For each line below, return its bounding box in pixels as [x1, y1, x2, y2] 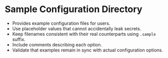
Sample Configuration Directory [5, 4, 143, 15]
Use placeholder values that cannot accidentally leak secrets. [12, 25, 142, 31]
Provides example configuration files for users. [12, 20, 110, 26]
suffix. [12, 36, 26, 42]
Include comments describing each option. [12, 41, 102, 47]
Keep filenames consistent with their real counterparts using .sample [12, 31, 156, 37]
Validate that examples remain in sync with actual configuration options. [12, 47, 163, 53]
